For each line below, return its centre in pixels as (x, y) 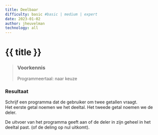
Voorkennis (31, 68)
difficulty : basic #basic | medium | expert (51, 14)
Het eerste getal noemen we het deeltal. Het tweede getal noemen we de (79, 107)
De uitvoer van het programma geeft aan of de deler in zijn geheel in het (78, 122)
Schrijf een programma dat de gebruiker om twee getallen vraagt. (71, 102)
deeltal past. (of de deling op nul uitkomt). (47, 127)
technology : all (22, 28)
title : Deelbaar (22, 10)
